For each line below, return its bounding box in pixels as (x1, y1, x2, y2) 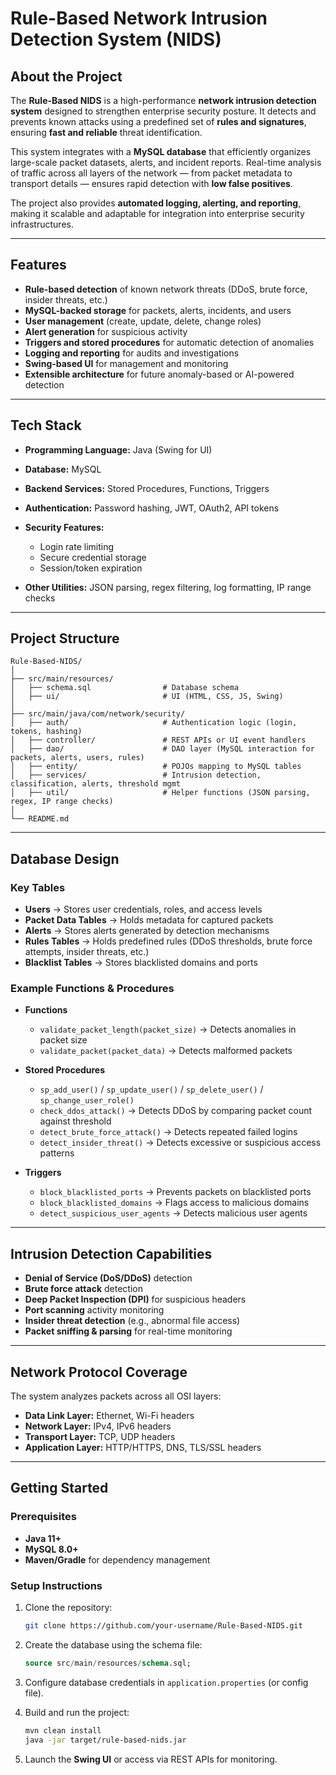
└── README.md (10, 814, 70, 824)
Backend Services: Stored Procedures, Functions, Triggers (24, 482, 270, 494)
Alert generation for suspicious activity (24, 325, 188, 337)
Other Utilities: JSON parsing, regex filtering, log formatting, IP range (24, 581, 312, 593)
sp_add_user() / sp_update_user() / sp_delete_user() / (39, 1083, 264, 1096)
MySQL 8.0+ (24, 1543, 79, 1555)
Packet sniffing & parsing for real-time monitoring (24, 1325, 233, 1337)
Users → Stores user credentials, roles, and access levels (24, 903, 263, 916)
